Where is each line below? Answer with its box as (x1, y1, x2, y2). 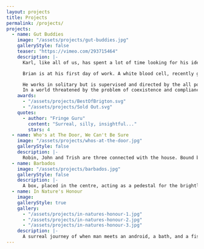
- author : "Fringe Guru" (22, 115, 86, 121)
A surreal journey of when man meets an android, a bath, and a (22, 234, 189, 240)
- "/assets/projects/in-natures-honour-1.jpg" (22, 211, 143, 217)
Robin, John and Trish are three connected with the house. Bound (22, 154, 194, 161)
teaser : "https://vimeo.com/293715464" (17, 48, 118, 55)
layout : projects (6, 8, 50, 15)
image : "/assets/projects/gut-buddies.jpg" (17, 37, 129, 43)
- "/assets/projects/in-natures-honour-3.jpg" (22, 222, 143, 228)
